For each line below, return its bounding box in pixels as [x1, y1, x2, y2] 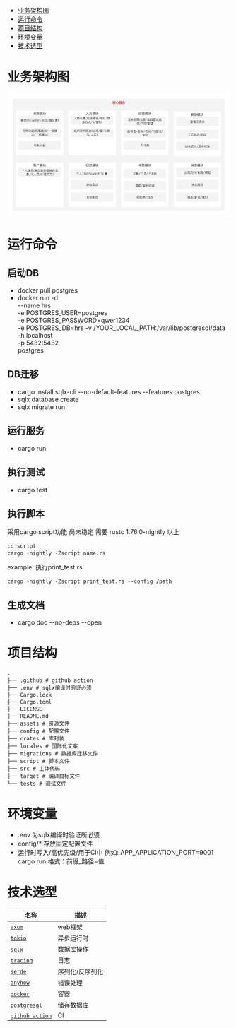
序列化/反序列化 [57, 967, 104, 976]
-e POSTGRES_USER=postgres [17, 309, 108, 317]
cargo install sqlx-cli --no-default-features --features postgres [17, 387, 200, 396]
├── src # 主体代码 [7, 765, 61, 772]
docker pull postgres [17, 286, 78, 295]
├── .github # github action [7, 677, 93, 684]
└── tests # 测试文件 [7, 780, 67, 788]
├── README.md [7, 713, 49, 720]
